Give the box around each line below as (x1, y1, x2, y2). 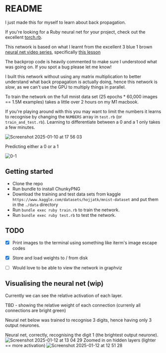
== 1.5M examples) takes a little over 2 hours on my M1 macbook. (5, 99, 139, 104)
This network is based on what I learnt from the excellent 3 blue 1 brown (5, 44, 153, 50)
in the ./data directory (12, 202, 58, 207)
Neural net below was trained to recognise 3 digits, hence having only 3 (5, 317, 152, 323)
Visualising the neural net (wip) (5, 279, 104, 288)
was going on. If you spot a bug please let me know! (5, 64, 112, 70)
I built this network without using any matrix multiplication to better (5, 73, 142, 79)
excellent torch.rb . (5, 34, 43, 40)
